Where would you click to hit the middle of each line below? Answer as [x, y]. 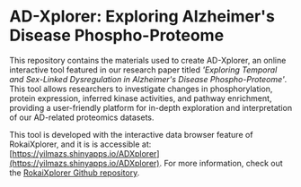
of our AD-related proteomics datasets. [82, 117]
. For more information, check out [221, 163]
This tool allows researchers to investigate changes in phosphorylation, [141, 89]
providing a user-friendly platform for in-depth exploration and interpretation [151, 107]
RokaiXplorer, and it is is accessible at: [80, 144]
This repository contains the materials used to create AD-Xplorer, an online [148, 60]
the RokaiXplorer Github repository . [75, 173]
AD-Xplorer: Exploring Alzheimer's [142, 17]
